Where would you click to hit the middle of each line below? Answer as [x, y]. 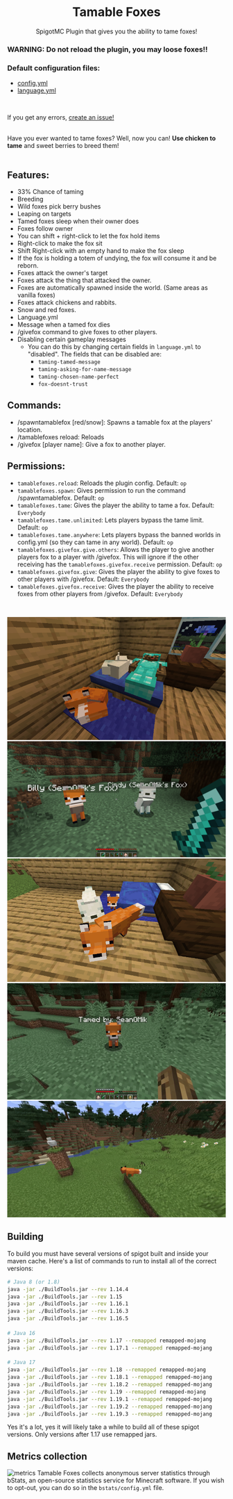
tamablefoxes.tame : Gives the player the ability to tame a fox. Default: [116, 505]
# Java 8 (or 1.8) [34, 1282]
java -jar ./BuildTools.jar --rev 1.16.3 [68, 1311]
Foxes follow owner [45, 228]
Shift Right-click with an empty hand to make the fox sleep [101, 250]
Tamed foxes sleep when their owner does [78, 221]
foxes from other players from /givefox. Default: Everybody [100, 593]
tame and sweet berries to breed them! [63, 146]
